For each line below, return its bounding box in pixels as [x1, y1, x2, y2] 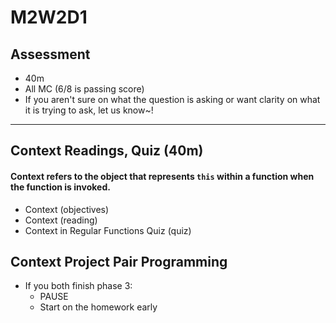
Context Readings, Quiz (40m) [10, 142, 204, 160]
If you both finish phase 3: [24, 280, 133, 292]
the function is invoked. [10, 181, 111, 193]
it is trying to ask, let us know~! [24, 104, 154, 116]
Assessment [10, 46, 91, 63]
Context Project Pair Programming [10, 253, 228, 270]
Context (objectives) [24, 203, 110, 215]
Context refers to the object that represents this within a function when [10, 170, 315, 182]
